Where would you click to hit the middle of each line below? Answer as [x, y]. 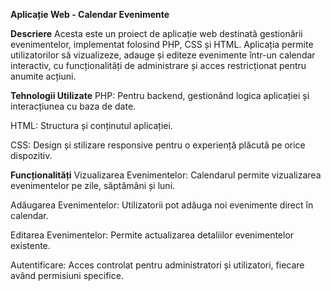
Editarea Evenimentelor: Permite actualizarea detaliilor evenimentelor [152, 235]
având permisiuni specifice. [67, 275]
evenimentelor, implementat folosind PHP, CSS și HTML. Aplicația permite [162, 44]
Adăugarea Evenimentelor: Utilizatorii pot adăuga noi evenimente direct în [162, 205]
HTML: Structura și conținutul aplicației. [91, 125]
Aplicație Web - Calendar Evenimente [90, 14]
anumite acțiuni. [43, 76]
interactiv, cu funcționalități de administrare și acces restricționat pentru [158, 65]
